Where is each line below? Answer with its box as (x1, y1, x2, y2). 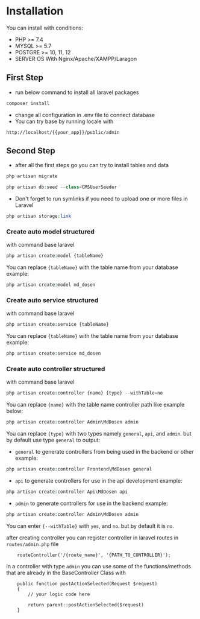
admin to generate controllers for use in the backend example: (14, 500, 168, 507)
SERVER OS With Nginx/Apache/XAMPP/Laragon (14, 55, 137, 62)
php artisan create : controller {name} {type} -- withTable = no (6, 390, 163, 396)
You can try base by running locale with (14, 118, 114, 125)
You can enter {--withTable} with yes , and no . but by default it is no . (6, 522, 175, 529)
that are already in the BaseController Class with (6, 569, 127, 576)
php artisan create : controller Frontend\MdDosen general (6, 466, 152, 472)
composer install (6, 100, 50, 106)
